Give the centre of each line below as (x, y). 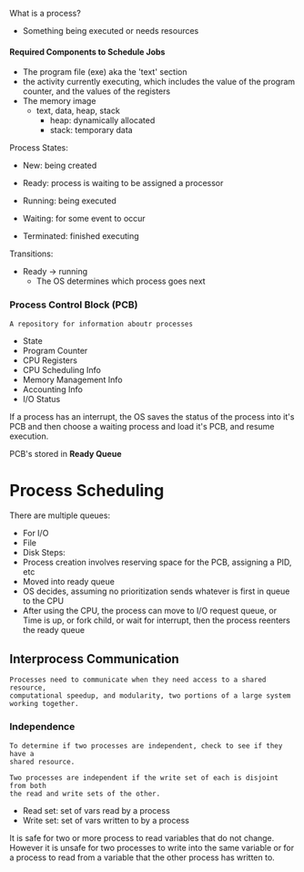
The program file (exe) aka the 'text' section (105, 72)
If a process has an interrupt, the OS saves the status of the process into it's (152, 416)
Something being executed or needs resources (111, 31)
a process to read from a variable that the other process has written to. (142, 857)
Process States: (39, 148)
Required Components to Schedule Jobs (87, 52)
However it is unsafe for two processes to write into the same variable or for (152, 847)
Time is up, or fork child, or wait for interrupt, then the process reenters (157, 620)
